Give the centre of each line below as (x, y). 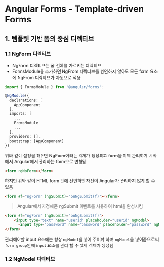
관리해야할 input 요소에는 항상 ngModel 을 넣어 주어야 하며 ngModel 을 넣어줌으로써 (82, 239)
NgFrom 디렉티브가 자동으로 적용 (49, 77)
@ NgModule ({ (17, 96)
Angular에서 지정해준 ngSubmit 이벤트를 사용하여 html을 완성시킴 (80, 206)
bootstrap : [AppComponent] (37, 141)
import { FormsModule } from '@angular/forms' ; (54, 87)
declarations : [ (26, 100)
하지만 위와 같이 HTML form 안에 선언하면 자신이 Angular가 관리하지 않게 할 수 (80, 181)
